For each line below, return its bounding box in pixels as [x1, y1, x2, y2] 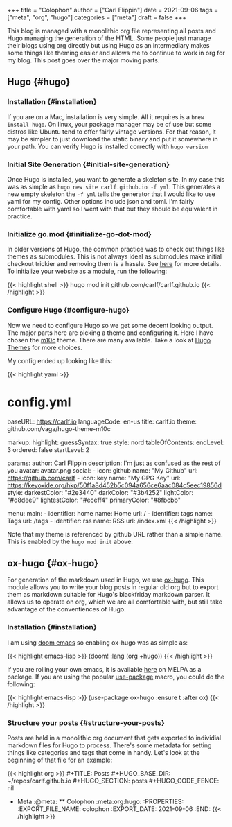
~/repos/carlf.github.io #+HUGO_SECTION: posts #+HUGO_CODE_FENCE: [7, 776, 220, 785]
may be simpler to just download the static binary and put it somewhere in [7, 134, 218, 143]
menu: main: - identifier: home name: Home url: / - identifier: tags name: [7, 509, 213, 517]
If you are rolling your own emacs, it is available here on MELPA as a [7, 665, 202, 673]
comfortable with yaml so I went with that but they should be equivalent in [7, 204, 218, 213]
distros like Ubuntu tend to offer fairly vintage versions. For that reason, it [7, 128, 216, 136]
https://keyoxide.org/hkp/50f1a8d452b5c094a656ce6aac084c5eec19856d [7, 481, 222, 489]
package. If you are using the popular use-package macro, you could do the [7, 672, 225, 681]
